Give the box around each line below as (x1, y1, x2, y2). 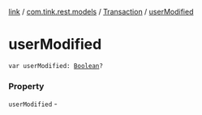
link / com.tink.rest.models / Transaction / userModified (8, 7, 194, 16)
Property (8, 80, 45, 92)
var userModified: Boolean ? (8, 62, 104, 70)
